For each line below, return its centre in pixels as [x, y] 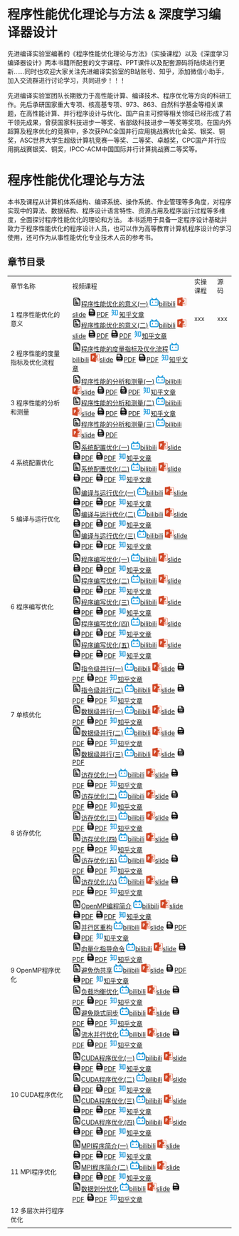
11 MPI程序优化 [33, 1172]
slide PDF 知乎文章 [108, 314]
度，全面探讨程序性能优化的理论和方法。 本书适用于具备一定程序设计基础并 [117, 219]
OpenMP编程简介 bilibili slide [132, 906]
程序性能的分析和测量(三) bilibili [131, 425]
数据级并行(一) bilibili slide [128, 711]
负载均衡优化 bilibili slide [126, 991]
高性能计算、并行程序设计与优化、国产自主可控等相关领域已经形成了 [126, 113]
